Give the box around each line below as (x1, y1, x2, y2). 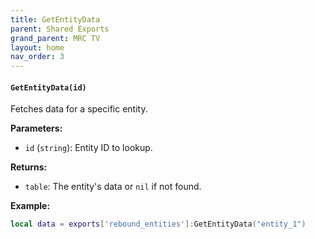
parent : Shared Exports (10, 24, 110, 34)
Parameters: (10, 122, 63, 135)
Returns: (10, 161, 48, 173)
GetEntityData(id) (10, 82, 87, 93)
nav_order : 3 (10, 52, 65, 62)
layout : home (10, 42, 65, 53)
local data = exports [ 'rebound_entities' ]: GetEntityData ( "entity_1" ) (10, 219, 307, 230)
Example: (10, 200, 51, 212)
